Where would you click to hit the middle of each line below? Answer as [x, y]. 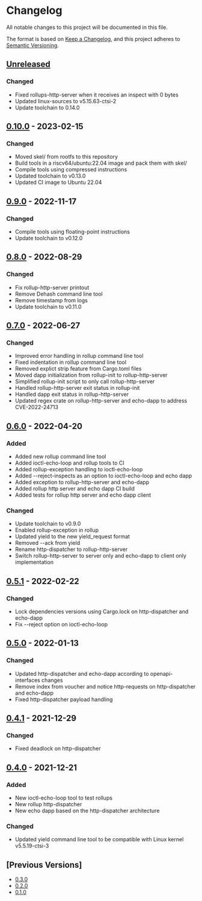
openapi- [161, 673]
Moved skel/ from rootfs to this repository [66, 157]
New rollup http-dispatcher [48, 804]
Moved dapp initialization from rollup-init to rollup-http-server [91, 375]
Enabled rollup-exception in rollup [57, 530]
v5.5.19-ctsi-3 [32, 846]
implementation [34, 562]
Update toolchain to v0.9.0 [48, 524]
